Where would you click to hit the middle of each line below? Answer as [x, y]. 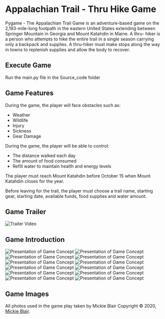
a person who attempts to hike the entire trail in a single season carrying [79, 39]
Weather [21, 115]
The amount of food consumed [44, 160]
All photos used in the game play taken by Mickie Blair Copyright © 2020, [81, 306]
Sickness [22, 130]
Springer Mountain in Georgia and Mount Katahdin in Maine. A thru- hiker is [83, 33]
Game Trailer [26, 212]
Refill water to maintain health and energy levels [62, 166]
